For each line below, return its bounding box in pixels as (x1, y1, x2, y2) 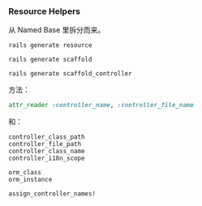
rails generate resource (8, 41, 92, 49)
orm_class (8, 169, 42, 177)
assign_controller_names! (8, 190, 96, 198)
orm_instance (8, 176, 53, 184)
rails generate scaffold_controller (8, 70, 132, 78)
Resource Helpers (8, 6, 81, 17)
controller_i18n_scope (8, 154, 85, 163)
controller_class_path (8, 133, 85, 141)
